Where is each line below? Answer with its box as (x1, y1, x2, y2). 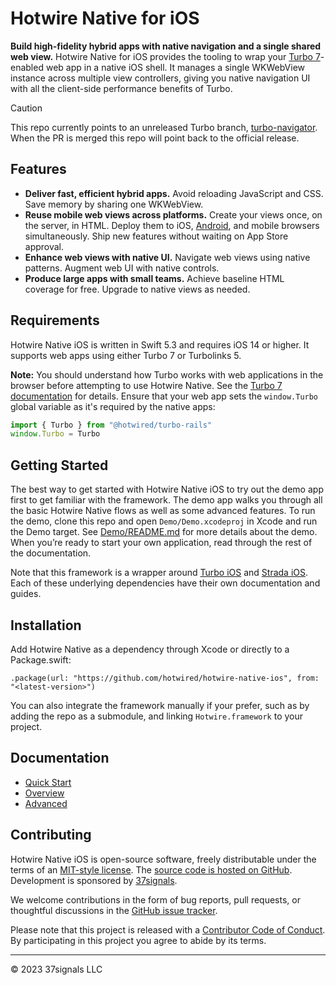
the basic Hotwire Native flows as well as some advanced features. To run (10, 505, 316, 517)
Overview (24, 787, 65, 799)
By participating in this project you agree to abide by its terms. (10, 934, 267, 946)
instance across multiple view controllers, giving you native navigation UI (10, 72, 311, 84)
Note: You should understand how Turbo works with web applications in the (10, 368, 324, 381)
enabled (10, 61, 44, 73)
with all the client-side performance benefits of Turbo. (10, 82, 233, 94)
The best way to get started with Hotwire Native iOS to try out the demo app (10, 483, 324, 496)
